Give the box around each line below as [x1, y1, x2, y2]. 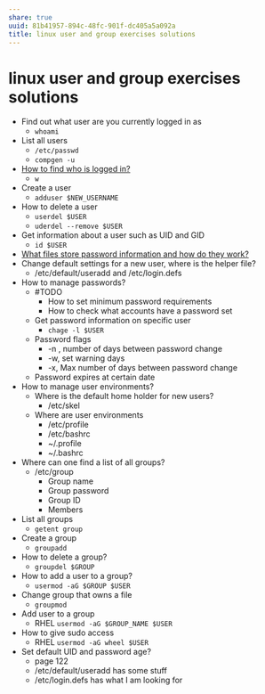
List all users [20, 135, 68, 146]
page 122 [34, 656, 68, 666]
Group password [47, 486, 109, 496]
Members [47, 504, 84, 515]
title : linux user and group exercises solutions [8, 29, 197, 38]
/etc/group [34, 467, 75, 478]
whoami [34, 127, 60, 136]
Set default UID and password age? [20, 647, 152, 657]
